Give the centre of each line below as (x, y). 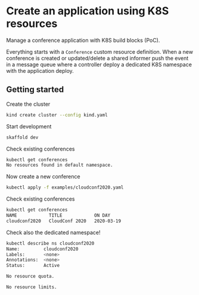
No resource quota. (30, 276)
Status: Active (33, 266)
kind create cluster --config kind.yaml (57, 115)
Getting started (35, 90)
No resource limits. (32, 287)
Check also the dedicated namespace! (53, 232)
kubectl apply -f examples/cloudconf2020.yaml (65, 188)
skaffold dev (22, 137)
